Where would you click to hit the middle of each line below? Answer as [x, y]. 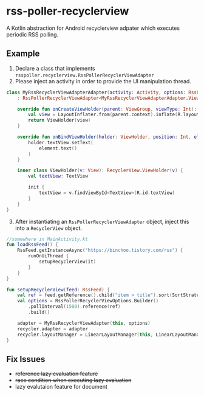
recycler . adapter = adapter [53, 329]
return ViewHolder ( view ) [59, 120]
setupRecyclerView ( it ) [67, 262]
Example [23, 54]
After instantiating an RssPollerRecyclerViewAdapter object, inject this [102, 221]
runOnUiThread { [49, 256]
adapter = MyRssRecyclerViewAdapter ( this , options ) [84, 323]
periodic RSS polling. [32, 34]
